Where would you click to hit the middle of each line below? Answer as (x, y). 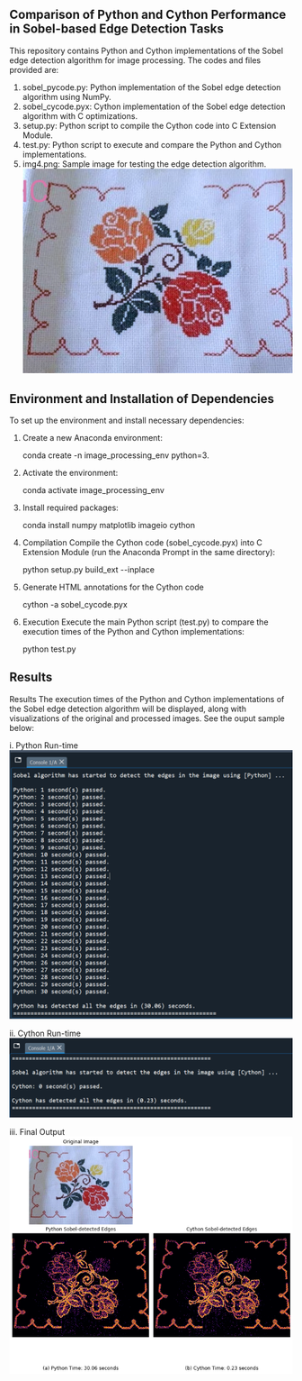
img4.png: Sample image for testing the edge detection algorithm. (144, 164)
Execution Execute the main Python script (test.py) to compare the (145, 622)
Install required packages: (70, 508)
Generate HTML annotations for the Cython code (113, 587)
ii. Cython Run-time (45, 1033)
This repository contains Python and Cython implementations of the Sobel (147, 50)
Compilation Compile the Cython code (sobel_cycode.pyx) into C (142, 543)
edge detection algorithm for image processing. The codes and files (135, 60)
